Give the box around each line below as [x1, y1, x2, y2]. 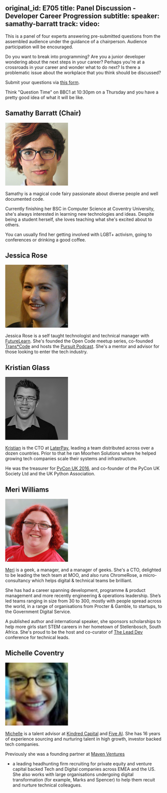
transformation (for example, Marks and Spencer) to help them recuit [12, 776, 155, 782]
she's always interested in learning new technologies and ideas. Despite [5, 211, 154, 217]
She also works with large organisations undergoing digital [12, 771, 134, 777]
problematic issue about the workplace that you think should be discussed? [5, 69, 161, 75]
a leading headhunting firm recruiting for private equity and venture [12, 760, 152, 766]
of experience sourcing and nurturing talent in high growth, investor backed [5, 736, 161, 742]
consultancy [5, 578, 31, 584]
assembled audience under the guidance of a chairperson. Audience [5, 38, 147, 44]
